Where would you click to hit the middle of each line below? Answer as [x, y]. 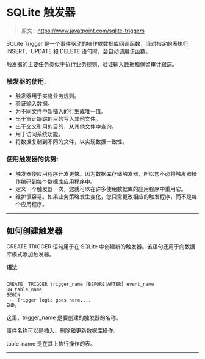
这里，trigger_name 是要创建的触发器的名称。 [64, 317]
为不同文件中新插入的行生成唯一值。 [61, 111]
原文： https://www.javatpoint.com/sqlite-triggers [83, 31]
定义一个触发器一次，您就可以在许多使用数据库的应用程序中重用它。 [101, 189]
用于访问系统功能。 [39, 134]
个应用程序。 [31, 204]
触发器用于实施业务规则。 [47, 96]
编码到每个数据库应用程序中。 [58, 181]
